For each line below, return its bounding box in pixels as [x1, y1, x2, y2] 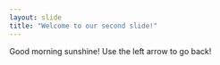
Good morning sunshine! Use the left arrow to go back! [9, 45, 212, 56]
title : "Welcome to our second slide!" [9, 21, 158, 30]
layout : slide [9, 12, 63, 22]
